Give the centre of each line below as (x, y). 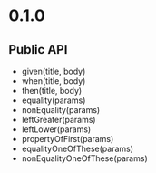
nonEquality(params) (61, 110)
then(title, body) (52, 91)
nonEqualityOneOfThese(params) (84, 158)
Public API (38, 50)
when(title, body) (54, 81)
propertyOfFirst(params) (68, 139)
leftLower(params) (56, 129)
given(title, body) (54, 71)
